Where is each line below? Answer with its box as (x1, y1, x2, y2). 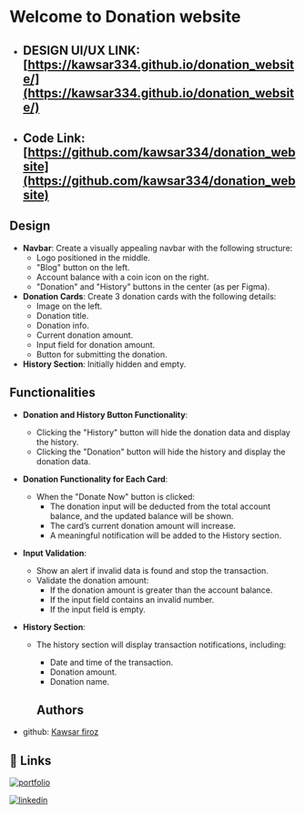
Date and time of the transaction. (49, 656, 174, 667)
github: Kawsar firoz (22, 727, 99, 738)
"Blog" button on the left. (36, 261, 130, 272)
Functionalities (9, 385, 96, 401)
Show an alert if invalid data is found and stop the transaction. (36, 565, 269, 575)
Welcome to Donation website (9, 6, 241, 27)
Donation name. (49, 676, 110, 687)
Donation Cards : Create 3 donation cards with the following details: (22, 290, 277, 301)
